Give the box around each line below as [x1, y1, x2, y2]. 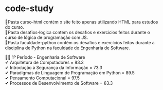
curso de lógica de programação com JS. [5, 35, 89, 40]
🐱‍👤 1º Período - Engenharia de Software [5, 54, 85, 60]
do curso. [5, 24, 24, 30]
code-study [5, 3, 54, 14]
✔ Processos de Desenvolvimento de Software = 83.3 [5, 80, 113, 86]
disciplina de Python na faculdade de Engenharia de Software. [5, 45, 130, 51]
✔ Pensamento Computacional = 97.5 [5, 75, 80, 81]
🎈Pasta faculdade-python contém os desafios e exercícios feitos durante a [5, 39, 155, 45]
